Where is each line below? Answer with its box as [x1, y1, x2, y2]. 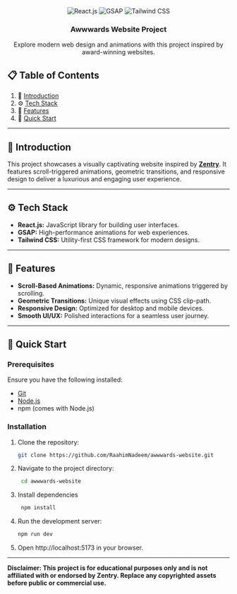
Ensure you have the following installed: [7, 375, 123, 384]
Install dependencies [17, 490, 79, 499]
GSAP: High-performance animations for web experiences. [17, 228, 190, 236]
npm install [20, 504, 56, 511]
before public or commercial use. [7, 578, 107, 588]
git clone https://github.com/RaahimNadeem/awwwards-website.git [17, 451, 214, 459]
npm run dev [17, 531, 53, 538]
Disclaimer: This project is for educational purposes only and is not [7, 564, 208, 572]
